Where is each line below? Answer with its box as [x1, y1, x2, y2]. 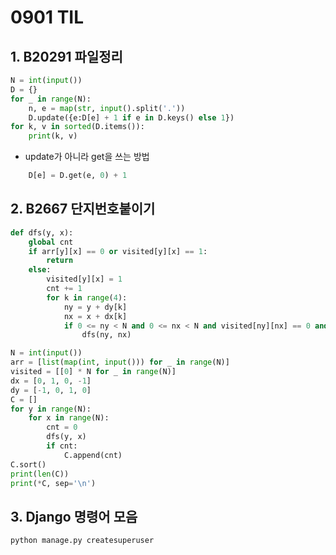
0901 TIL [10, 6, 85, 29]
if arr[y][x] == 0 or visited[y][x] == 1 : [28, 246, 208, 256]
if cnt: [46, 441, 78, 451]
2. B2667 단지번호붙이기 [10, 201, 156, 218]
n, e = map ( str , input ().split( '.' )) [28, 103, 186, 113]
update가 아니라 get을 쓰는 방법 [24, 151, 150, 163]
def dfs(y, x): [10, 227, 74, 238]
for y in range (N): [10, 404, 92, 414]
